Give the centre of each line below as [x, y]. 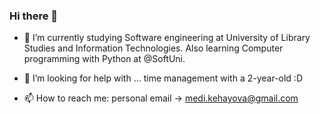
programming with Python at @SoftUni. [104, 59]
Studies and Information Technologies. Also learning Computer [153, 48]
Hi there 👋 [34, 16]
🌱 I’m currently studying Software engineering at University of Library [167, 38]
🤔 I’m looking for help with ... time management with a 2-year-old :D [163, 78]
